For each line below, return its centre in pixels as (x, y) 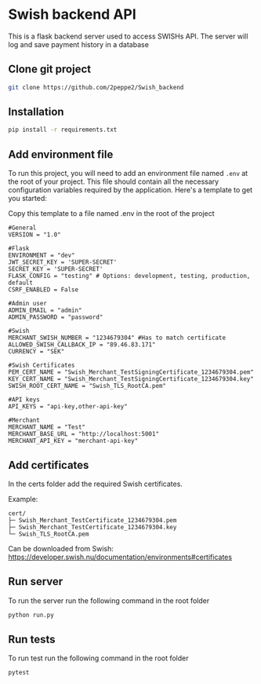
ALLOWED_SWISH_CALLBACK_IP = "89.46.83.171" (82, 345)
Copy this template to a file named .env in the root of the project (111, 214)
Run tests (32, 640)
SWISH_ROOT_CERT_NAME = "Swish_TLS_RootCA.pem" (87, 386)
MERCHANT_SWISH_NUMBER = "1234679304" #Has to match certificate (117, 338)
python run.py (31, 615)
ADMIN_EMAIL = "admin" (45, 311)
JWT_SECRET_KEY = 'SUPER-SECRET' (63, 262)
